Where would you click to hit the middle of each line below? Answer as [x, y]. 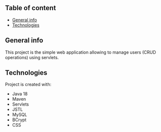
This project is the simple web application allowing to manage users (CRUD [80, 52]
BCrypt [19, 120]
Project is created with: [28, 85]
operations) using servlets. [32, 57]
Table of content [30, 8]
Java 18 [20, 94]
